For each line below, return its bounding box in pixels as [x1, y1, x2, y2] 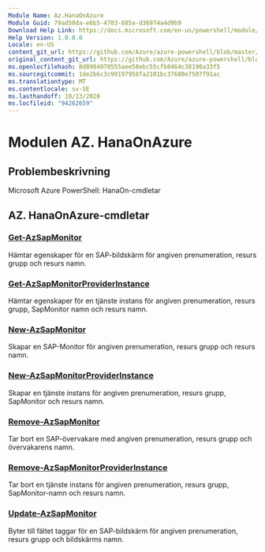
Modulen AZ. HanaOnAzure [8, 133, 192, 151]
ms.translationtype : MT [8, 77, 87, 85]
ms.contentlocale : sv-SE [8, 84, 90, 93]
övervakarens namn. [8, 442, 75, 452]
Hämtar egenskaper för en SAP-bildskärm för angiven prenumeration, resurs [8, 250, 257, 259]
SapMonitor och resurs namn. [8, 396, 105, 406]
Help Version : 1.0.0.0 [8, 33, 83, 42]
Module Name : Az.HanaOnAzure [8, 11, 104, 20]
